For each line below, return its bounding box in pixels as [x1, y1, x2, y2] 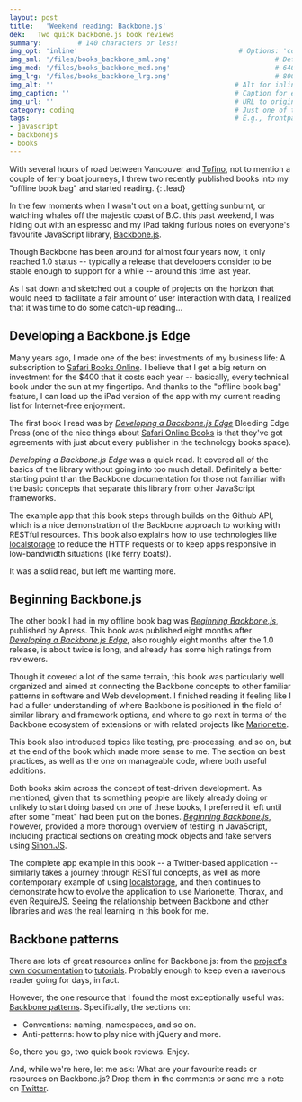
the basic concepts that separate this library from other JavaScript [9, 483, 256, 494]
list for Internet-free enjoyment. [9, 400, 126, 411]
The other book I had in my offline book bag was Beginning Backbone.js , [9, 615, 279, 626]
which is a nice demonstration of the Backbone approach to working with [9, 519, 280, 530]
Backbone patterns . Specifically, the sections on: [9, 1002, 191, 1013]
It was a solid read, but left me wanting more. [9, 565, 177, 577]
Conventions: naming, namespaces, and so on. [22, 1019, 197, 1030]
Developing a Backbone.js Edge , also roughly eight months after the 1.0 [9, 634, 274, 645]
